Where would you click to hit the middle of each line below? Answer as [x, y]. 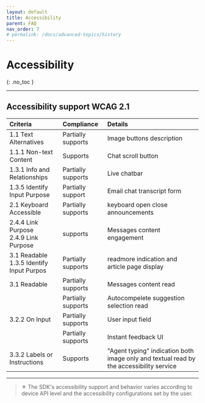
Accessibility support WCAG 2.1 [68, 107]
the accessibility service [142, 366]
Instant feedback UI [135, 337]
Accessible [25, 212]
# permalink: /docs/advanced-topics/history [64, 35]
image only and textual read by [151, 358]
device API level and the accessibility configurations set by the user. [107, 393]
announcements [130, 212]
